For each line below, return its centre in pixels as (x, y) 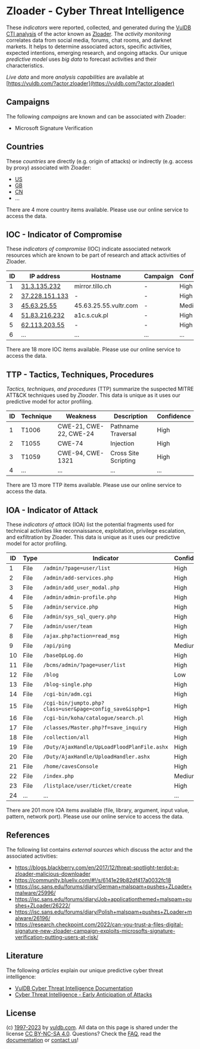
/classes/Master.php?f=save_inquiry (95, 727)
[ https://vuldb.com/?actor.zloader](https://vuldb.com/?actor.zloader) (90, 83)
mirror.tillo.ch (93, 286)
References (28, 835)
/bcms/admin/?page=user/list (85, 665)
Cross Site (124, 453)
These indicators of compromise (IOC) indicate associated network (89, 249)
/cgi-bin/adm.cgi (68, 694)
